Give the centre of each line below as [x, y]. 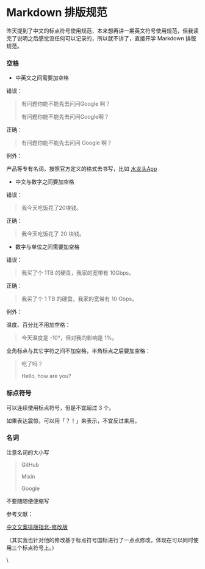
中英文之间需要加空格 [42, 78]
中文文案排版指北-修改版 [37, 527]
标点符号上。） [40, 548]
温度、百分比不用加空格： [38, 325]
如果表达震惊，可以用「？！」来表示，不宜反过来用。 [73, 420]
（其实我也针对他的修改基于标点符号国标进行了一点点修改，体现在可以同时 [100, 540]
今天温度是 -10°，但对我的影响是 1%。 [69, 338]
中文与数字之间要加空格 [45, 182]
